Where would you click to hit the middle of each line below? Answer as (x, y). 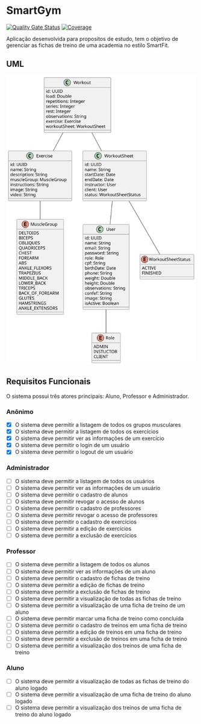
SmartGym (34, 11)
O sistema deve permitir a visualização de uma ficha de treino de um (100, 605)
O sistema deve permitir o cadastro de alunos (71, 495)
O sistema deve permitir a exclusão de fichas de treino (82, 592)
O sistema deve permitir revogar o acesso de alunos (79, 501)
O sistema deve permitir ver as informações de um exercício (89, 438)
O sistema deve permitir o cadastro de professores (78, 508)
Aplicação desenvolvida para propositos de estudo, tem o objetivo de (92, 39)
